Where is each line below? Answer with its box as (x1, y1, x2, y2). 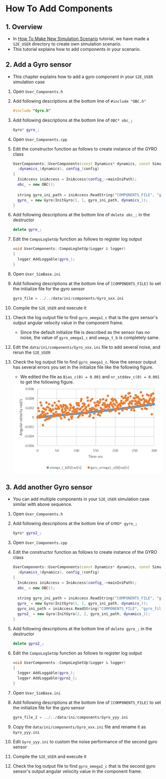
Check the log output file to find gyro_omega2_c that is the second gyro (12, 763, 156, 769)
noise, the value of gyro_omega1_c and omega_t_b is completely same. (20, 334, 160, 340)
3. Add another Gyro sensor (5, 483, 93, 492)
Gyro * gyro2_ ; (12, 531, 42, 536)
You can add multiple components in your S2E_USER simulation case (12, 496, 150, 502)
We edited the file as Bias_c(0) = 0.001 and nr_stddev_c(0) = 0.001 (20, 373, 160, 379)
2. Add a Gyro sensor (5, 60, 72, 69)
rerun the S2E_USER (12, 349, 51, 355)
